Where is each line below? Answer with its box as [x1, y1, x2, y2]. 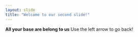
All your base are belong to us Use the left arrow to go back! [5, 26, 133, 32]
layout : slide [5, 7, 36, 13]
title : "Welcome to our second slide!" [5, 12, 90, 17]
